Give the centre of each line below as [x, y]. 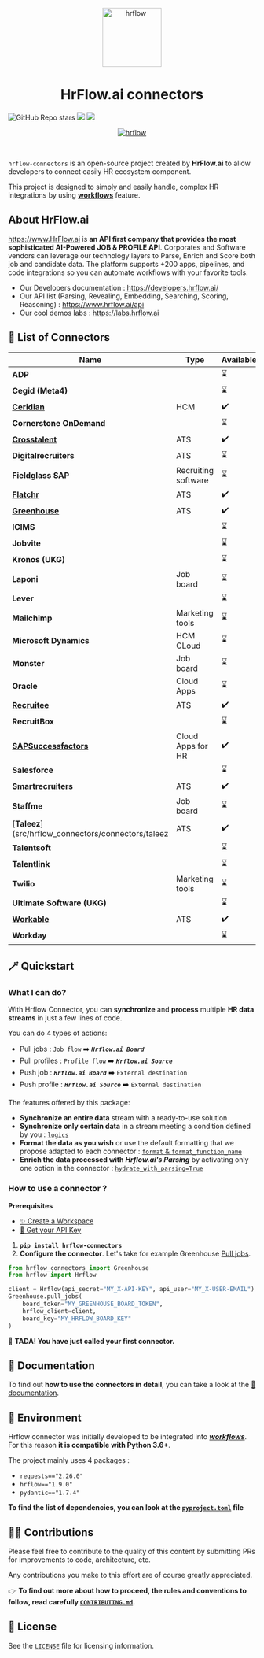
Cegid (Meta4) [40, 391]
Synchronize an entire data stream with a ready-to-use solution [123, 1118]
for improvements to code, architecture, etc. [79, 1560]
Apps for [192, 746]
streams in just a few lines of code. [65, 1018]
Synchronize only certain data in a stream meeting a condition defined [135, 1127]
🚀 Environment [45, 1417]
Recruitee [31, 705]
